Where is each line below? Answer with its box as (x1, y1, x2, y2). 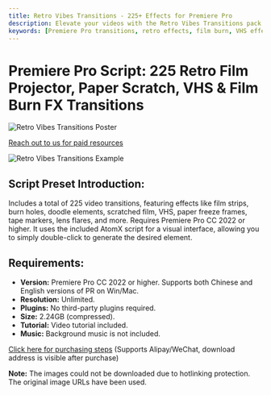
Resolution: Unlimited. (19, 294, 95, 304)
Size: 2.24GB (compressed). (19, 311, 115, 321)
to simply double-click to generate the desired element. (8, 233, 193, 243)
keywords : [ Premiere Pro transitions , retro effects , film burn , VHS (8, 27, 248, 35)
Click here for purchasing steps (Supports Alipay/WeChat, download (8, 344, 236, 354)
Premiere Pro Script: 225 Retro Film (8, 61, 248, 80)
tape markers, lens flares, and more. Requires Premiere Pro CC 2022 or (8, 215, 246, 226)
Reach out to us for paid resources (8, 138, 123, 148)
